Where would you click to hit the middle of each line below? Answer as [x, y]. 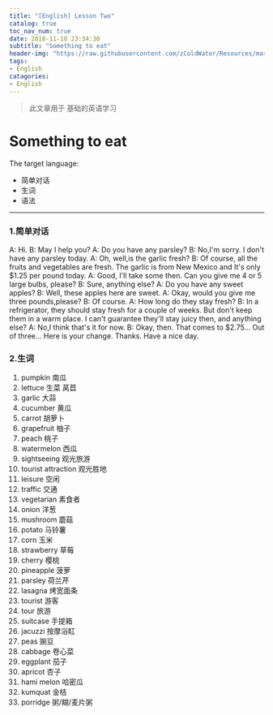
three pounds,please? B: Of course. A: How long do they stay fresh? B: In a [134, 301]
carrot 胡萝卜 [43, 418]
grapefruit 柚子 [46, 429]
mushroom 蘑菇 [47, 519]
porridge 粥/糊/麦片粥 [57, 702]
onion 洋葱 [38, 510]
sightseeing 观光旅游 [55, 459]
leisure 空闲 [40, 479]
